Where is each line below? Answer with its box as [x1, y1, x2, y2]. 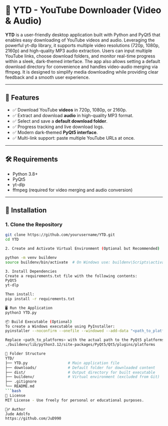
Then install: [5, 292, 35, 297]
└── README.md [5, 384, 35, 389]
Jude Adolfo [5, 411, 30, 416]
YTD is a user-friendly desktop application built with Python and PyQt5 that [5, 32, 160, 38]
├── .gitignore [5, 379, 37, 384]
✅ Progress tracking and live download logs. [12, 124, 104, 130]
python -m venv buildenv [5, 255, 57, 260]
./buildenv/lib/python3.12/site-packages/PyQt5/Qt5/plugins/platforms [5, 342, 155, 347]
